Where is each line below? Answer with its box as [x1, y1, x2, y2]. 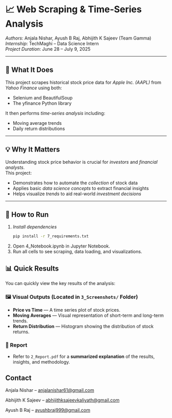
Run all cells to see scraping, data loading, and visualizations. [12, 249, 142, 255]
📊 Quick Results [5, 264, 59, 273]
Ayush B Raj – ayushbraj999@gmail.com [5, 407, 91, 413]
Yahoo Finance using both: [5, 85, 62, 91]
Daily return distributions [12, 125, 65, 131]
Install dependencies [12, 224, 57, 230]
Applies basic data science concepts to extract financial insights [12, 185, 149, 191]
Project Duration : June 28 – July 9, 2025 [5, 46, 91, 52]
